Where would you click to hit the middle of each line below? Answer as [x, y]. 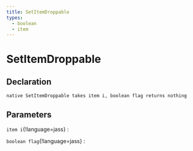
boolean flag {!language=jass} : [46, 141]
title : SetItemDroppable [38, 12]
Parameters [29, 115]
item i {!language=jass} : [38, 130]
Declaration [29, 82]
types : [15, 18]
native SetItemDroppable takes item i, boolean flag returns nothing [97, 96]
